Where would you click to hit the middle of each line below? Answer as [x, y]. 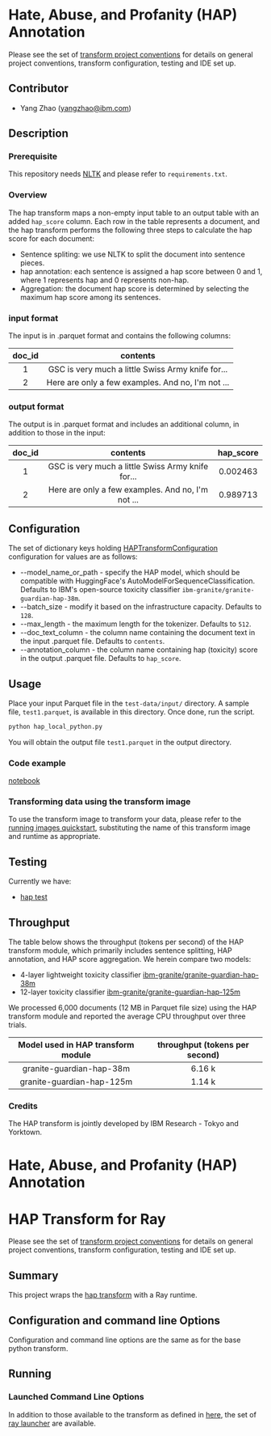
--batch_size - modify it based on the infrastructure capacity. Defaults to [141, 607]
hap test [34, 897]
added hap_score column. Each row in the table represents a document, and [134, 221]
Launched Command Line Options [76, 1397]
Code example [37, 763]
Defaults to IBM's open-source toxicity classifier [100, 590]
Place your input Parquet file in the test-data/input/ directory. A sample [129, 703]
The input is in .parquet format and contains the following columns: [120, 336]
